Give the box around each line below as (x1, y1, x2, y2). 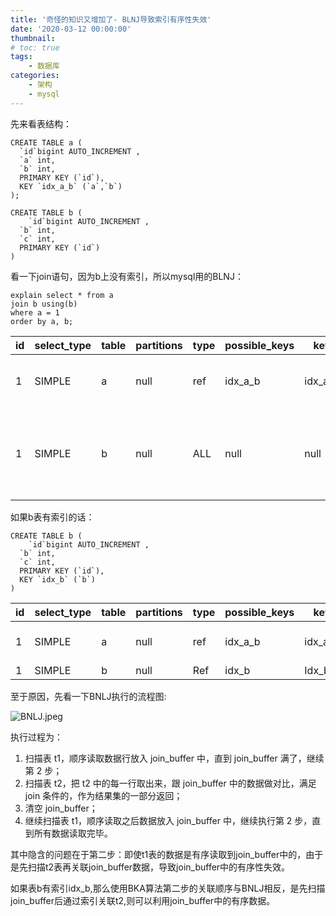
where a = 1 (10, 307, 60, 318)
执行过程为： (10, 731, 63, 743)
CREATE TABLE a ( (10, 137, 83, 148)
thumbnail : (10, 33, 56, 43)
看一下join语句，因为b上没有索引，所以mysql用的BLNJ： (10, 270, 244, 282)
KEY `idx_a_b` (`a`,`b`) (19, 181, 123, 191)
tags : (10, 52, 33, 62)
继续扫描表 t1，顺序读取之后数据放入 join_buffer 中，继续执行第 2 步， (24, 814, 313, 826)
